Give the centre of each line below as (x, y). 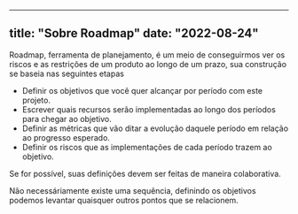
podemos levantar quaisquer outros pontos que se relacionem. (124, 200)
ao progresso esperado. (66, 137)
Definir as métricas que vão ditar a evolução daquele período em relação (155, 128)
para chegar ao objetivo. (67, 118)
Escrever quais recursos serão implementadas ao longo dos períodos (149, 109)
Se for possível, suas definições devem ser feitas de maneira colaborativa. (145, 173)
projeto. (36, 100)
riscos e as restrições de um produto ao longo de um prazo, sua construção (148, 64)
